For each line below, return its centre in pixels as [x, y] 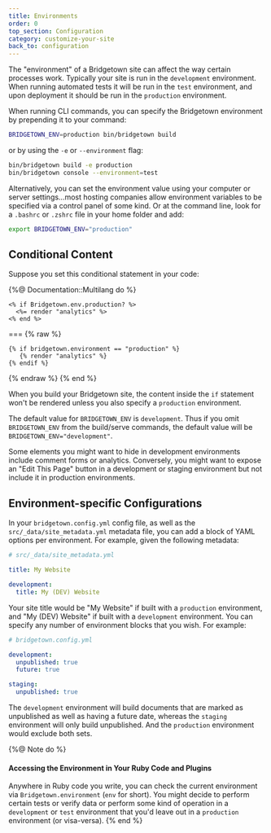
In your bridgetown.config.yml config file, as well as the [102, 523]
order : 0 [23, 24]
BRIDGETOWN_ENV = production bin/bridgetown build [92, 135]
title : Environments [44, 16]
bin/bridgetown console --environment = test [83, 173]
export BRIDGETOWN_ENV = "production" [70, 229]
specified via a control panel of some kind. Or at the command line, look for [135, 205]
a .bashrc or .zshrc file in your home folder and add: [96, 214]
